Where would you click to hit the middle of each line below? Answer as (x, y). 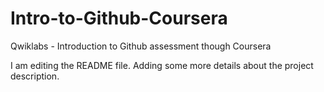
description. (35, 76)
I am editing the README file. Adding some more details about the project (162, 65)
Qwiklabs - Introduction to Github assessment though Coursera (141, 46)
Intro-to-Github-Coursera (119, 18)
